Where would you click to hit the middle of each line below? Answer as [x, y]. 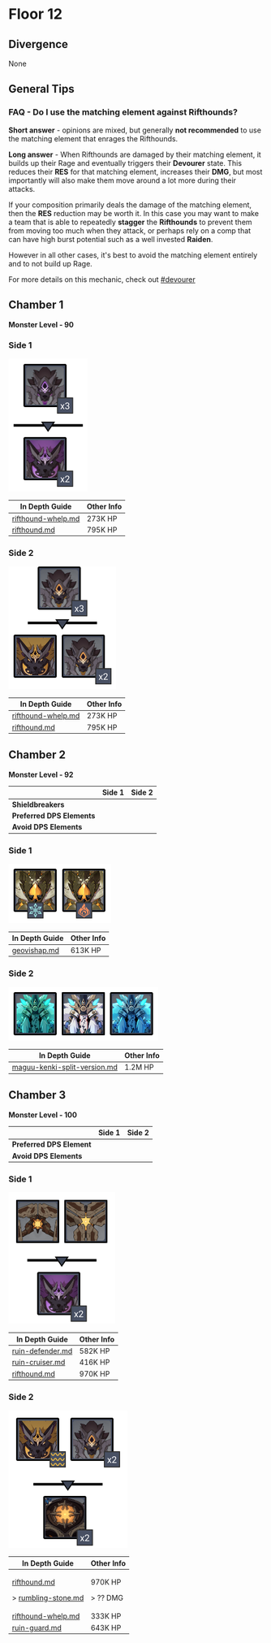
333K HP [106, 1616]
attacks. [22, 189]
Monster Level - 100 [43, 1115]
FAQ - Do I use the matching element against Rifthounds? [123, 112]
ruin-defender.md [42, 1351]
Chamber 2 [37, 755]
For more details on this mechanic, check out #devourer [102, 279]
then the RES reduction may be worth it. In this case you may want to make [134, 213]
